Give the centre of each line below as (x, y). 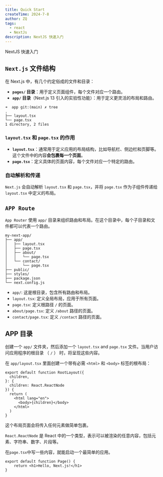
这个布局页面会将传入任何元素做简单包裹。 (48, 425)
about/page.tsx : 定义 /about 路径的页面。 (54, 311)
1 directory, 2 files (27, 124)
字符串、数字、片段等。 (37, 442)
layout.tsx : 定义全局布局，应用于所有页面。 (57, 299)
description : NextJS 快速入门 (34, 37)
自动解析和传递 (23, 175)
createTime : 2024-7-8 (27, 14)
